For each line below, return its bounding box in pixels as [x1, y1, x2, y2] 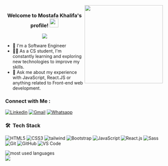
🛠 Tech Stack [5, 122, 41, 129]
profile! [30, 22, 49, 29]
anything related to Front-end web [12, 80, 83, 86]
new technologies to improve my [12, 58, 80, 64]
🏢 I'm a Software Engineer [12, 42, 66, 49]
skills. [12, 64, 24, 70]
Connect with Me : [5, 97, 51, 104]
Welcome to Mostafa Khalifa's [7, 12, 82, 19]
